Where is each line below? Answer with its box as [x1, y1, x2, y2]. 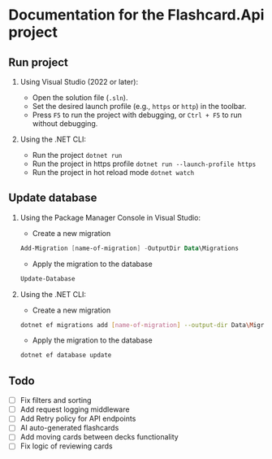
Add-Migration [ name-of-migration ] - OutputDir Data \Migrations [19, 244, 240, 252]
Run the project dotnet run [32, 151, 123, 160]
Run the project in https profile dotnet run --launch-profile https [32, 159, 257, 168]
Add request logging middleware [19, 404, 130, 414]
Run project [8, 55, 69, 69]
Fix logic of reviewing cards [19, 441, 113, 451]
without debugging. [32, 119, 98, 128]
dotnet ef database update [19, 352, 112, 360]
